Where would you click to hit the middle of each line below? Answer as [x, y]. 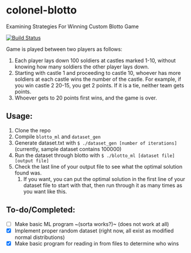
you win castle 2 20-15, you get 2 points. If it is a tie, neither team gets [99, 85]
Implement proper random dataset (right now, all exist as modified [94, 230]
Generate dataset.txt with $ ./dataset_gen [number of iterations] [96, 143]
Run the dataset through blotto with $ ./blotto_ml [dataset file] [95, 155]
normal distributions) [40, 237]
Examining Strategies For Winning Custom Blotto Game [72, 26]
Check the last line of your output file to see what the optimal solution [98, 166]
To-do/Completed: [41, 210]
